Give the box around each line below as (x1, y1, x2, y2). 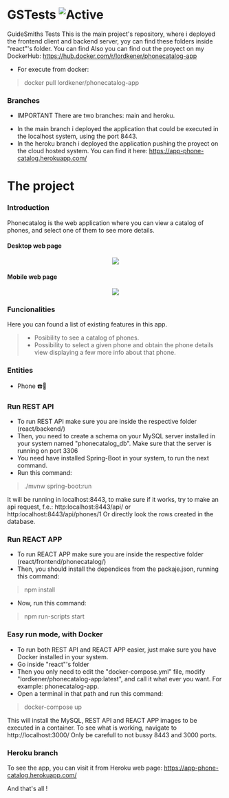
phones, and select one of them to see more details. (7, 226, 155, 234)
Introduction (7, 203, 50, 213)
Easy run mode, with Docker (7, 630, 103, 639)
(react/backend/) (17, 425, 65, 433)
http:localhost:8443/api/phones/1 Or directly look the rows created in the (7, 510, 214, 518)
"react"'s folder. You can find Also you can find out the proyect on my (7, 44, 204, 52)
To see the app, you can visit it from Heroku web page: (7, 763, 163, 772)
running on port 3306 (17, 447, 78, 455)
